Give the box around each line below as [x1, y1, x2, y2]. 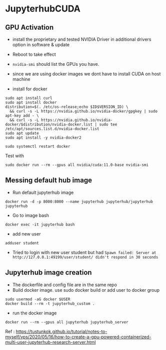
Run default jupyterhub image [12, 189, 74, 195]
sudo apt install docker [5, 100, 57, 105]
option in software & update [12, 42, 70, 48]
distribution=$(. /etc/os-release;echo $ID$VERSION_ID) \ [5, 104, 128, 109]
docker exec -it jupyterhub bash [5, 222, 75, 227]
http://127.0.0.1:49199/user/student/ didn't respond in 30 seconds [12, 255, 158, 260]
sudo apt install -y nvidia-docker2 [5, 135, 81, 140]
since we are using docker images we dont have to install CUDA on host [12, 71, 161, 77]
